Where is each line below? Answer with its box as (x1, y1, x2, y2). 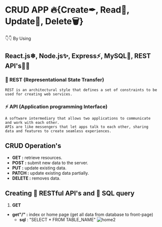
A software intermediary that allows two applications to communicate (5, 116, 151, 121)
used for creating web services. (5, 91, 73, 96)
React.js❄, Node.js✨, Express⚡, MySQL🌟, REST (5, 52, 151, 60)
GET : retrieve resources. (12, 154, 63, 160)
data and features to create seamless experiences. (5, 128, 112, 134)
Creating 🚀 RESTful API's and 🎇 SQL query (5, 189, 135, 197)
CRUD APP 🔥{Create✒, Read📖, (5, 4, 130, 15)
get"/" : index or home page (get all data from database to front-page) (12, 212, 154, 217)
